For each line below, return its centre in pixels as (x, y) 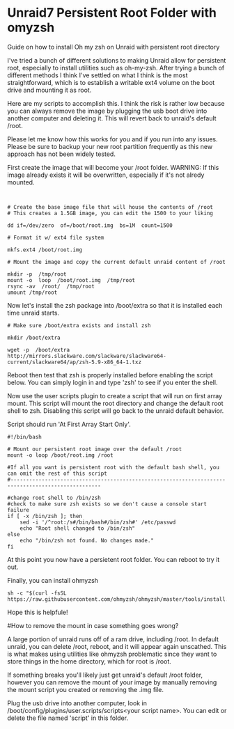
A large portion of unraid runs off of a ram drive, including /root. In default (113, 639)
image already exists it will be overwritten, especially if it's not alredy (106, 175)
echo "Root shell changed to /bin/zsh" (78, 528)
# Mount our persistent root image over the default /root (95, 449)
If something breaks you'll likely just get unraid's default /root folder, (105, 675)
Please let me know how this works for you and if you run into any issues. (112, 139)
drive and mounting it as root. (49, 90)
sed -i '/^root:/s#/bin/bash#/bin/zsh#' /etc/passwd (98, 522)
